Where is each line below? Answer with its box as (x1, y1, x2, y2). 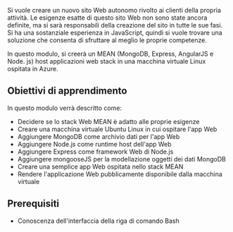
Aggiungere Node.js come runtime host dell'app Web (17, 140, 172, 148)
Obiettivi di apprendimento (7, 85, 127, 97)
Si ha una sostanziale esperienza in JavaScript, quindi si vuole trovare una (7, 28, 223, 37)
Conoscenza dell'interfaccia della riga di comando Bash (17, 216, 180, 225)
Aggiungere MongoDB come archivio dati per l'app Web (17, 132, 180, 140)
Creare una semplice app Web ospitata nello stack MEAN (17, 162, 184, 171)
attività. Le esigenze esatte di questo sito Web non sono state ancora (7, 13, 208, 22)
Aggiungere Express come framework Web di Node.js (17, 147, 174, 156)
